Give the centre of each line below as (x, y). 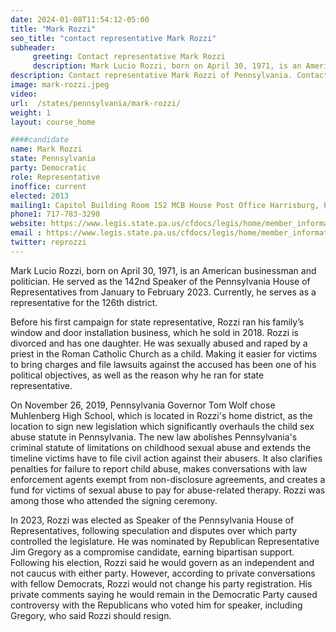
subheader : (33, 47)
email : (26, 233)
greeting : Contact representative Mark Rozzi (129, 57)
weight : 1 (31, 112)
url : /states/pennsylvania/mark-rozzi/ (96, 103)
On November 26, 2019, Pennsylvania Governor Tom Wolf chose (143, 405)
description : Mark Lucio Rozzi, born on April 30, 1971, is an (167, 66)
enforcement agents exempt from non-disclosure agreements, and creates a (168, 479)
